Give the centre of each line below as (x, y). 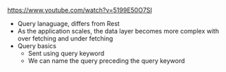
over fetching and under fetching (65, 38)
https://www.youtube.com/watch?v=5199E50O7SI (80, 10)
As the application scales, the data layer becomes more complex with (118, 31)
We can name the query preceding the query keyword (106, 61)
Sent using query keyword (66, 53)
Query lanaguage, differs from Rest (68, 23)
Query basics (37, 46)
